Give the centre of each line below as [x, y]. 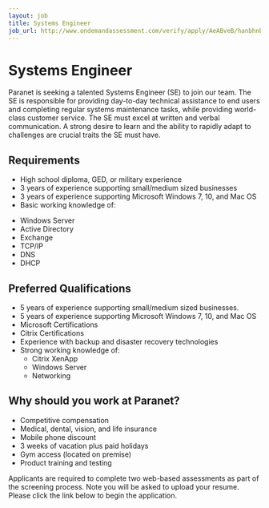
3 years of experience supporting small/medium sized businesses [128, 188]
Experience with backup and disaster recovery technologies [119, 341]
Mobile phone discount [58, 437]
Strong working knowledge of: [70, 350]
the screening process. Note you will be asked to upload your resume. [124, 486]
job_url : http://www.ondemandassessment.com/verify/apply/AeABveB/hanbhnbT [137, 30]
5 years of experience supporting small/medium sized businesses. [129, 307]
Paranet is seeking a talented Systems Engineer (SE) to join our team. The [130, 92]
